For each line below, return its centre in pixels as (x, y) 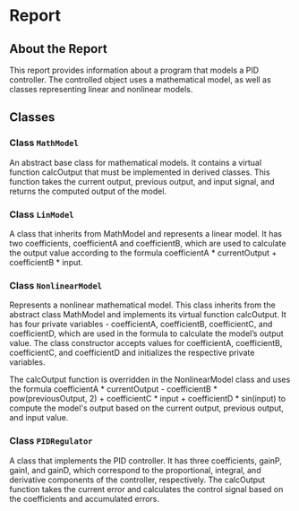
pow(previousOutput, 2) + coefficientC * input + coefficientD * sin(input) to (148, 399)
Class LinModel (42, 214)
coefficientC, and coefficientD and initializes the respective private (132, 353)
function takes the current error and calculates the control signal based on (146, 489)
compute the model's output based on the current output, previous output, (147, 408)
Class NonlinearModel (56, 285)
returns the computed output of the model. (88, 191)
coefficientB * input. (46, 262)
